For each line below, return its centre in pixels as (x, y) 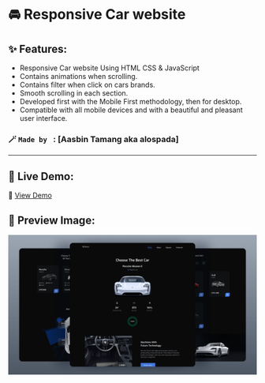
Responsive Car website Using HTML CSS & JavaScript (109, 68)
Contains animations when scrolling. (78, 76)
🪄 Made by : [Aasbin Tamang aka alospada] (93, 139)
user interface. (43, 118)
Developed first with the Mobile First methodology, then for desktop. (131, 101)
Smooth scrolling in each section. (74, 93)
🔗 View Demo (30, 195)
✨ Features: (37, 49)
